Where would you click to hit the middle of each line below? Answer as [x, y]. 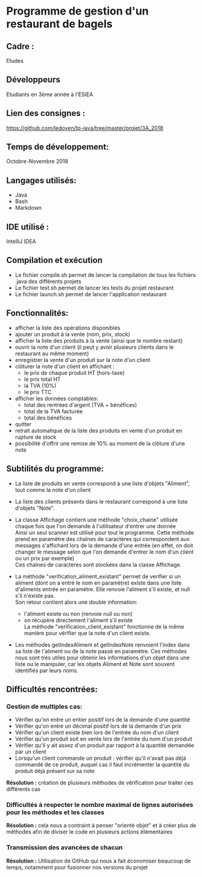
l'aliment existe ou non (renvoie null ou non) [78, 613]
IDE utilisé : [28, 227]
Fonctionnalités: [37, 313]
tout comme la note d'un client [53, 490]
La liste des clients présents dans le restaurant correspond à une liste [101, 501]
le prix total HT [43, 379]
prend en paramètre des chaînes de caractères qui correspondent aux [102, 539]
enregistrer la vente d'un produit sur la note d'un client [83, 360]
